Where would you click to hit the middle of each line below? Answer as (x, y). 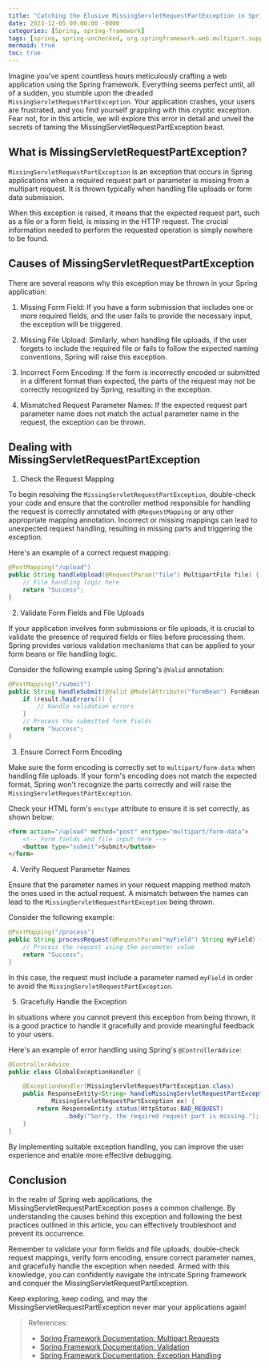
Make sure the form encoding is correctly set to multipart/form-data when (132, 767)
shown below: (31, 816)
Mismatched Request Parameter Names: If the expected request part (133, 405)
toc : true (25, 53)
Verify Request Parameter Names (75, 869)
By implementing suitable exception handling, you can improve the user (126, 1146)
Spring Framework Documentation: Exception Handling (130, 1356)
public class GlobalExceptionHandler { (75, 1072)
